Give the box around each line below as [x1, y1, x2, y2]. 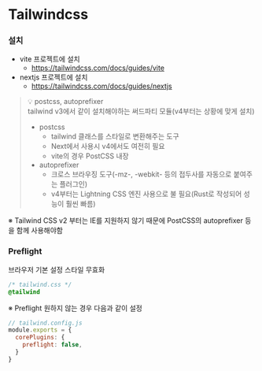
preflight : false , [22, 341, 83, 349]
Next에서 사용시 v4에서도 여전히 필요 [50, 142, 165, 151]
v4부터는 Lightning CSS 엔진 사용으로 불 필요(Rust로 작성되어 [50, 189, 242, 198]
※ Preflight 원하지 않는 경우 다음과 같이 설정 [8, 303, 143, 313]
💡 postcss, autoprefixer [27, 97, 104, 106]
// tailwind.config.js [8, 319, 83, 327]
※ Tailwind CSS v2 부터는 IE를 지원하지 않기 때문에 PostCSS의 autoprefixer [8, 216, 244, 225]
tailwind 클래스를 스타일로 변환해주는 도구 [50, 132, 179, 141]
